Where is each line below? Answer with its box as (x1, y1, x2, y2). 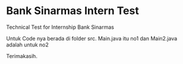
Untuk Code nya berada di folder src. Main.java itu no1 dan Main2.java (6, 35, 178, 42)
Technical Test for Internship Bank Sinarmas (6, 23, 115, 31)
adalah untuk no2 (6, 41, 49, 48)
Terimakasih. (6, 52, 37, 59)
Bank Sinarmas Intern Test (6, 4, 140, 18)
